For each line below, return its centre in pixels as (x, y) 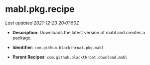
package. (22, 38)
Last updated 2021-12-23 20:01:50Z (42, 23)
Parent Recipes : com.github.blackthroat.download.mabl (70, 57)
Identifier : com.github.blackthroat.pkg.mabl (58, 47)
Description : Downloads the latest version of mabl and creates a (79, 32)
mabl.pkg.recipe (40, 9)
